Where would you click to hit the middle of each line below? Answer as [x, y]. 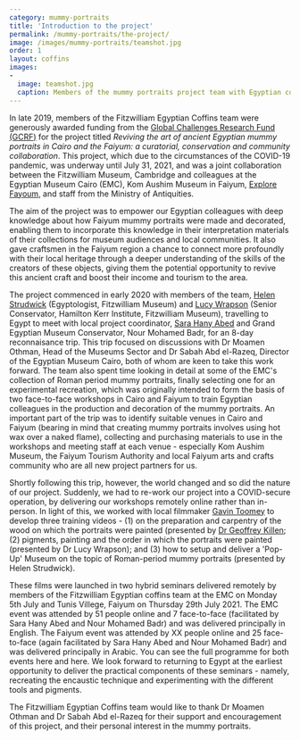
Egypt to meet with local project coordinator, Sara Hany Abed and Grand [142, 323]
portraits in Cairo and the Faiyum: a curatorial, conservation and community [150, 146]
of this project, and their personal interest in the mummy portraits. [130, 726]
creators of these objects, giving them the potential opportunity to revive [143, 268]
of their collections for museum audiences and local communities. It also [143, 239]
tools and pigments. [46, 689]
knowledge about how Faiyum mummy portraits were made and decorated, [147, 220]
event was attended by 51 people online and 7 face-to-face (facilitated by [144, 613]
